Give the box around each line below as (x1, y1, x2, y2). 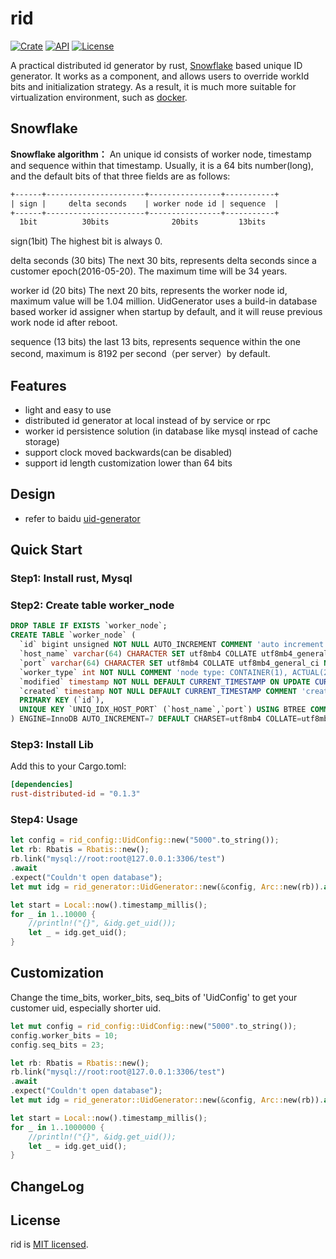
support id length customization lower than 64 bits (24, 457, 233, 469)
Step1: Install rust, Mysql (10, 572, 133, 586)
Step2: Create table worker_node (10, 598, 175, 612)
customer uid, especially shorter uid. (10, 1002, 162, 1014)
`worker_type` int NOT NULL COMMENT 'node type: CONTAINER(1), (19, 667, 288, 677)
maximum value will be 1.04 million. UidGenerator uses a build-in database (10, 295, 318, 307)
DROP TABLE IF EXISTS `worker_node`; (10, 621, 168, 631)
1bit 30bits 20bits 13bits (19, 217, 267, 227)
